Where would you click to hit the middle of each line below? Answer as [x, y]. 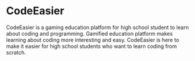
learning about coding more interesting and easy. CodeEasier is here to [93, 40]
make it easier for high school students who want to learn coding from [92, 46]
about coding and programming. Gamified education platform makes [90, 33]
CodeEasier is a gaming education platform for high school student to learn [97, 27]
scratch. [16, 52]
